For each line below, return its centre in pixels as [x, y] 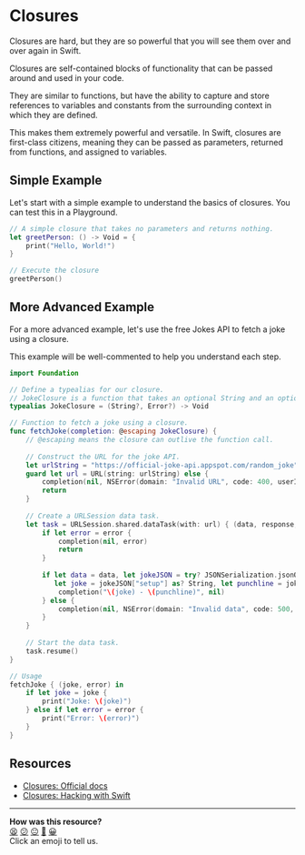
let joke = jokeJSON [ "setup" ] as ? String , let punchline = [168, 583]
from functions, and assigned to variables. [89, 152]
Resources [40, 764]
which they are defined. [54, 115]
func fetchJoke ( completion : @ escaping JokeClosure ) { [113, 432]
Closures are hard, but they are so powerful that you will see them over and [150, 41]
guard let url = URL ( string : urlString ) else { [117, 474]
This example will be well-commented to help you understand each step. [145, 357]
